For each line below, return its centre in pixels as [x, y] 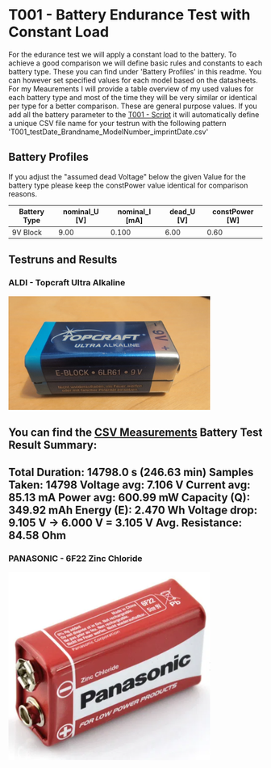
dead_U [182, 212]
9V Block [27, 232]
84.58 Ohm [38, 536]
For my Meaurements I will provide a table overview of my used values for [131, 89]
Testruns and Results [63, 260]
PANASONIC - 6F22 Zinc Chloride [75, 559]
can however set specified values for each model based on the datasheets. [133, 80]
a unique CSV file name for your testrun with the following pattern [118, 123]
